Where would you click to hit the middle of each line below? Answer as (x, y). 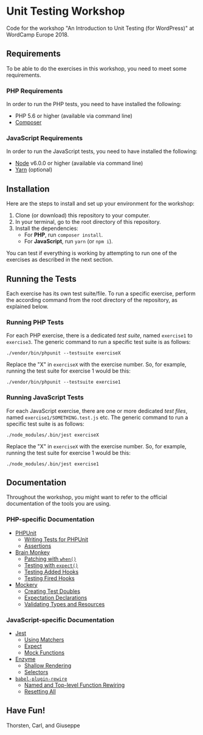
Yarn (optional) (34, 170)
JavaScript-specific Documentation (60, 620)
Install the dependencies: (47, 228)
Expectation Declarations (56, 597)
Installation (28, 189)
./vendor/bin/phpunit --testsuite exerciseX (64, 353)
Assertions (38, 546)
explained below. (27, 306)
